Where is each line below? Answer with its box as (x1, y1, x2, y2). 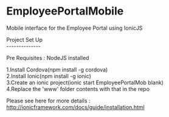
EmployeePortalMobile (6, 4, 124, 18)
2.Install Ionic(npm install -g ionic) (6, 72, 91, 79)
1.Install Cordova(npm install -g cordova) (6, 65, 108, 73)
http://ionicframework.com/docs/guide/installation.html (6, 103, 145, 110)
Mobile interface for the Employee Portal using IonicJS (6, 24, 143, 32)
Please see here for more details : (6, 97, 91, 104)
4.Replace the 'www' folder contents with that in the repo (6, 85, 150, 92)
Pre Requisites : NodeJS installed (6, 54, 89, 61)
